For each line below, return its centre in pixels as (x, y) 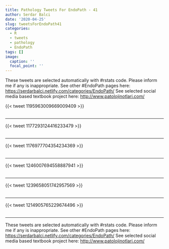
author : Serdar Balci (28, 15)
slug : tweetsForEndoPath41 (33, 24)
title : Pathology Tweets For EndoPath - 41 (52, 10)
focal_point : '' (27, 66)
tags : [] (14, 52)
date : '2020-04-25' (26, 19)
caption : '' (22, 61)
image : (12, 57)
